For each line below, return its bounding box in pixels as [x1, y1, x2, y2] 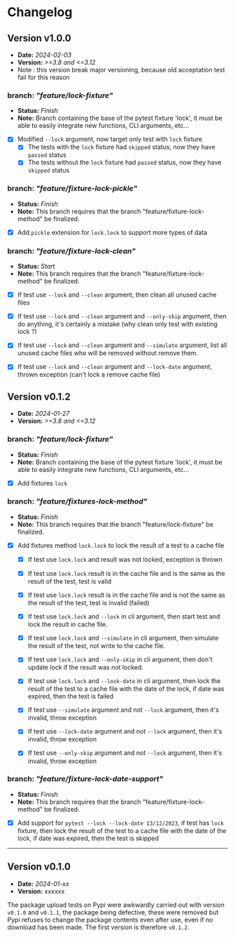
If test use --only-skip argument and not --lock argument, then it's [27, 748, 222, 757]
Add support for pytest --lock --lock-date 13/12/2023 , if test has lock [17, 818, 224, 827]
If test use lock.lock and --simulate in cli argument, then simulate [27, 634, 219, 642]
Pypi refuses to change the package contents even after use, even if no [7, 915, 213, 924]
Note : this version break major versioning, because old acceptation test [17, 66, 225, 74]
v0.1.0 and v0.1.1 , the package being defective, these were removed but [7, 908, 219, 916]
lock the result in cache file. [27, 620, 108, 628]
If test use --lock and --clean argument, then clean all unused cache [17, 290, 217, 299]
